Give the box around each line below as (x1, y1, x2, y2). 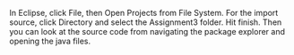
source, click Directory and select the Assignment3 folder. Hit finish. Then (9, 17, 282, 27)
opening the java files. (9, 35, 91, 46)
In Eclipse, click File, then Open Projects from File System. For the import (9, 8, 279, 18)
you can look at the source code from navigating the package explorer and (9, 27, 285, 36)
